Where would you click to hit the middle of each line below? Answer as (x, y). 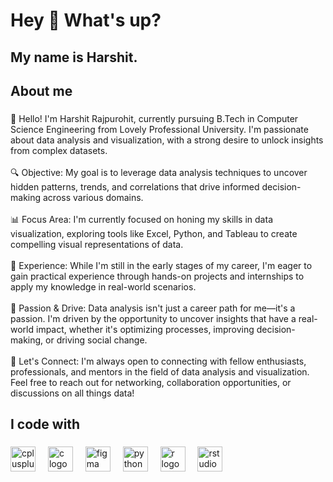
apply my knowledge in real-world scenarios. (103, 286)
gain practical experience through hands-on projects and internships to (157, 276)
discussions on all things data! (72, 393)
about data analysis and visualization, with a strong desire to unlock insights (167, 140)
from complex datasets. (59, 150)
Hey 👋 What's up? (86, 20)
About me (41, 90)
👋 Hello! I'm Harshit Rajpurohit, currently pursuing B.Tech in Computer (154, 118)
